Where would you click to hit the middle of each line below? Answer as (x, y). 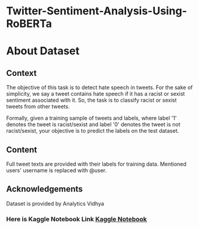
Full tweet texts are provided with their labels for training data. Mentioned (97, 164)
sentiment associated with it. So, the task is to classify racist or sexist (91, 100)
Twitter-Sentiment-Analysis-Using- (97, 11)
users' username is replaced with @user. (56, 170)
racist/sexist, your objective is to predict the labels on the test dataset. (93, 131)
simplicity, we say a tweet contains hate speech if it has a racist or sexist (96, 94)
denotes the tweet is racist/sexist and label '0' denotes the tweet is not (93, 124)
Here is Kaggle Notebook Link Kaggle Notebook (77, 219)
